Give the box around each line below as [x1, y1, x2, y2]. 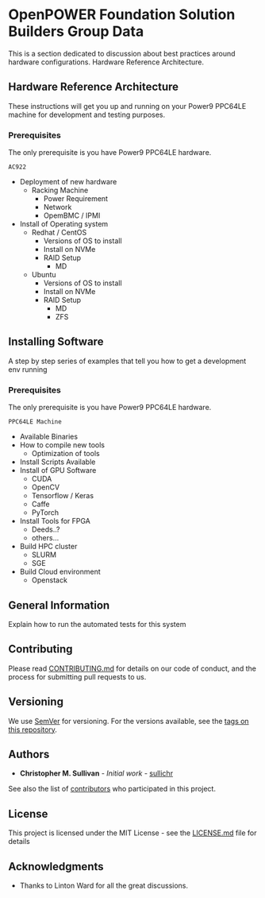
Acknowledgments [8, 860, 105, 873]
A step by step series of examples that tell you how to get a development [8, 356, 247, 366]
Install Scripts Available [19, 457, 96, 466]
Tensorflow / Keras [31, 491, 94, 501]
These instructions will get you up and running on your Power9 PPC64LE [8, 101, 247, 110]
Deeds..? [31, 524, 60, 534]
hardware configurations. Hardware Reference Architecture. [8, 57, 205, 67]
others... [31, 533, 60, 543]
